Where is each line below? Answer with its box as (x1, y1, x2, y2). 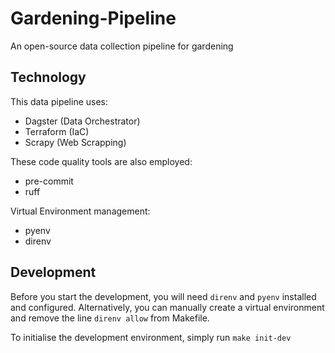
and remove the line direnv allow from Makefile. (10, 312, 210, 324)
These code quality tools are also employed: (10, 155, 193, 167)
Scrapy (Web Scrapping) (24, 136, 127, 148)
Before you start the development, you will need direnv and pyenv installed (10, 290, 317, 302)
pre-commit (24, 175, 74, 187)
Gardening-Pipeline (10, 7, 177, 30)
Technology (10, 69, 87, 86)
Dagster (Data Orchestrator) (24, 115, 141, 127)
